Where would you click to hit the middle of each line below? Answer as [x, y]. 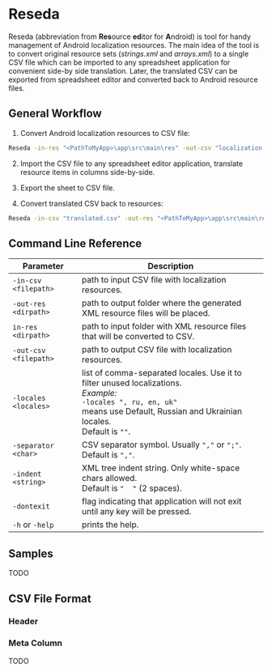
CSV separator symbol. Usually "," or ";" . [161, 444]
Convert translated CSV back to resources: [91, 203]
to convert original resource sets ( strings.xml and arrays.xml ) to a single [129, 53]
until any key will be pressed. [137, 512]
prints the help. [110, 525]
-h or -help [33, 525]
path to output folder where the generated [162, 303]
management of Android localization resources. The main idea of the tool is [134, 45]
